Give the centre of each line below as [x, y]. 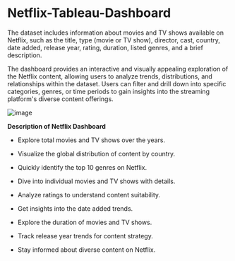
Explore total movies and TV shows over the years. [91, 140]
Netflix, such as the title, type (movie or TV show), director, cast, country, [114, 40]
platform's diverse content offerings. [61, 99]
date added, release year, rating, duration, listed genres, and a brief [105, 47]
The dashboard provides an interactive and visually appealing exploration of [118, 69]
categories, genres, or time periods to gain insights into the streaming [109, 91]
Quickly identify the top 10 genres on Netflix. [82, 167]
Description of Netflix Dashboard [56, 126]
